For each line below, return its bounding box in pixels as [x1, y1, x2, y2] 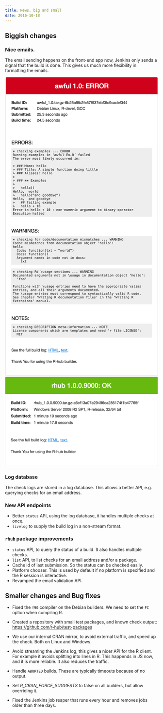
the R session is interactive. [12, 572, 67, 578]
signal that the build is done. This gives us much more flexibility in [5, 62, 137, 68]
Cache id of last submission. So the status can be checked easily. [12, 562, 143, 568]
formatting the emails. [5, 68, 49, 73]
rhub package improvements [5, 535, 74, 542]
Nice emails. [5, 46, 35, 53]
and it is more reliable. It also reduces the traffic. [12, 658, 109, 664]
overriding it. [12, 688, 38, 694]
